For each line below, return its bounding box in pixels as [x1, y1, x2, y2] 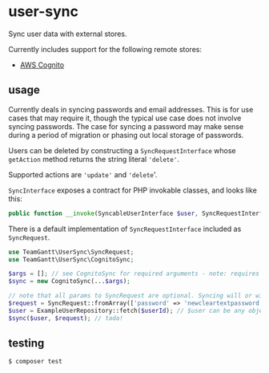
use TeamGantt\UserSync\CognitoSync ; [8, 255, 134, 263]
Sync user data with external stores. [8, 29, 127, 39]
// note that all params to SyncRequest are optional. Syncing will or [8, 292, 252, 300]
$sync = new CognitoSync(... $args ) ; [8, 278, 130, 286]
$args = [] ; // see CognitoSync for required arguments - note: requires [8, 270, 260, 278]
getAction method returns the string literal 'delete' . [8, 154, 180, 164]
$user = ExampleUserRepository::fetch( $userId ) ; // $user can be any [8, 306, 246, 314]
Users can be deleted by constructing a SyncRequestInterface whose [8, 145, 236, 155]
